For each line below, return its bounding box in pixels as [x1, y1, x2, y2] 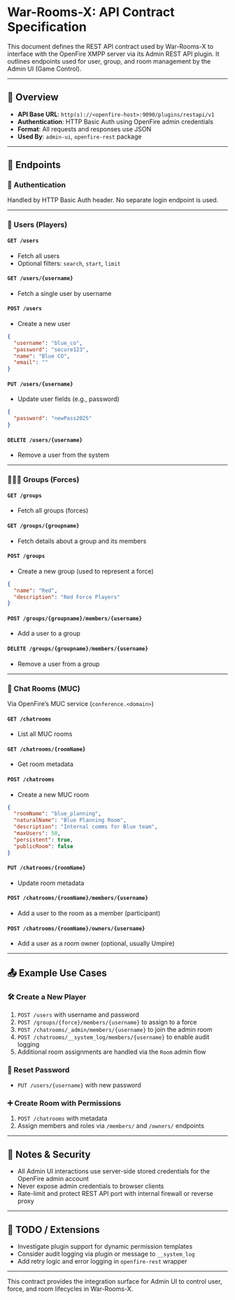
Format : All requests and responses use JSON [17, 125, 152, 133]
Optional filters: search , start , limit [17, 259, 121, 267]
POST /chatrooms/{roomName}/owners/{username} [7, 925, 145, 932]
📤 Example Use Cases [7, 967, 107, 979]
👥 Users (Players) [7, 220, 68, 229]
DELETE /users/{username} [7, 437, 83, 444]
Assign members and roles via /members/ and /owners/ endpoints [17, 1122, 205, 1130]
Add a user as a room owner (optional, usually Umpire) [17, 939, 175, 948]
